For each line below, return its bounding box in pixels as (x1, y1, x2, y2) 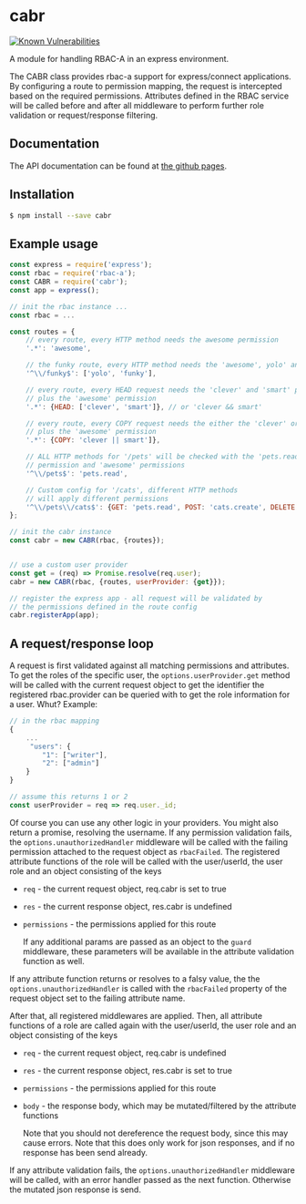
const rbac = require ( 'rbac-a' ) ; (9, 269, 137, 278)
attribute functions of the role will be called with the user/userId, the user (9, 856, 283, 867)
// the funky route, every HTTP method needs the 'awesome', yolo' (25, 361, 287, 370)
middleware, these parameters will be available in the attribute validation (22, 945, 294, 957)
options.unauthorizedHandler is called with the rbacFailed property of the (9, 983, 287, 993)
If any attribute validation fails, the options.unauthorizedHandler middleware (9, 1164, 296, 1176)
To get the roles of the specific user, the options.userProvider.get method (9, 670, 291, 681)
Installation (9, 187, 75, 202)
